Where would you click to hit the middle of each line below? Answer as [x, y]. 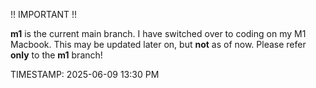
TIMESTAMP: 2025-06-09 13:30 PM [85, 74]
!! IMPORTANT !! [44, 14]
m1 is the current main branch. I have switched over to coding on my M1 [158, 33]
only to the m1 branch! [56, 55]
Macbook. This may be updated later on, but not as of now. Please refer [158, 44]
